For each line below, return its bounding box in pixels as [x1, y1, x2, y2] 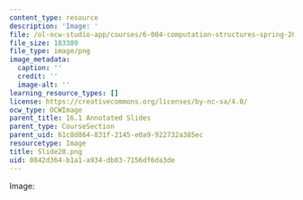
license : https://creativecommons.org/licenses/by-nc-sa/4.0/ [9, 96, 248, 106]
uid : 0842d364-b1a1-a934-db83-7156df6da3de [9, 155, 176, 165]
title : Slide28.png [9, 147, 83, 156]
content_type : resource [9, 13, 99, 23]
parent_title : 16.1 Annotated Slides [9, 114, 151, 123]
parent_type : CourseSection [9, 123, 115, 132]
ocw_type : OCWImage [9, 105, 83, 114]
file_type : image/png [9, 47, 91, 56]
